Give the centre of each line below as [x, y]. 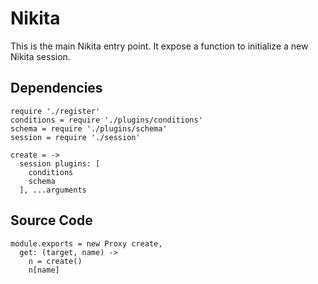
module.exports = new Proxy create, [86, 243]
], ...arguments [53, 190]
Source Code [51, 220]
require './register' [55, 111]
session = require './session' [75, 137]
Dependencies [56, 88]
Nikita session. [40, 56]
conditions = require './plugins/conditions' [106, 120]
